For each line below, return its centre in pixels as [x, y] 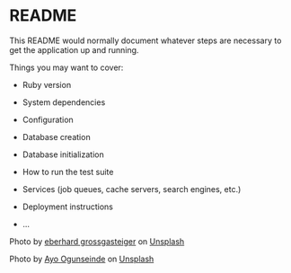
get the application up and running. [74, 49]
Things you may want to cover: [66, 67]
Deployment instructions [68, 207]
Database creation [57, 136]
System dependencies [64, 102]
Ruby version [47, 84]
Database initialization [63, 154]
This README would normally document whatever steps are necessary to [145, 40]
